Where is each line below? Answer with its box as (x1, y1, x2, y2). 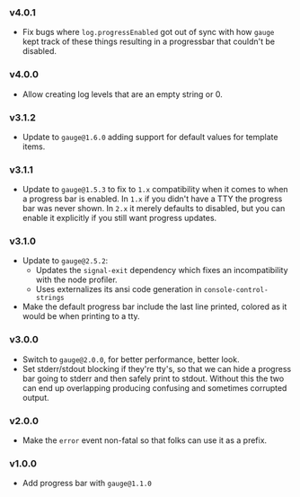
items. (22, 141, 46, 152)
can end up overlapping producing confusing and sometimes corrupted (22, 382, 287, 393)
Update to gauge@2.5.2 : (22, 255, 109, 266)
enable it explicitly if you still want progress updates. (22, 213, 217, 224)
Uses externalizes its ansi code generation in (35, 284, 202, 295)
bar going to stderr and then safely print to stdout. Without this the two (22, 373, 285, 384)
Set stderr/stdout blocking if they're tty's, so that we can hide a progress (22, 363, 292, 374)
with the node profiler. (35, 274, 119, 285)
